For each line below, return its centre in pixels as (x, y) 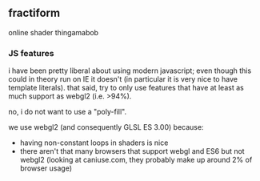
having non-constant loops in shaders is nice (94, 143)
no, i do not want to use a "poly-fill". (67, 112)
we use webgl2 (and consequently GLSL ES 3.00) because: (106, 127)
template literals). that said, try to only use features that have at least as (126, 88)
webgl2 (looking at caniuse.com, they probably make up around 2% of (136, 160)
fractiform (34, 13)
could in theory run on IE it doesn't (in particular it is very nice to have (123, 79)
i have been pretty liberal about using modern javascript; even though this (130, 70)
